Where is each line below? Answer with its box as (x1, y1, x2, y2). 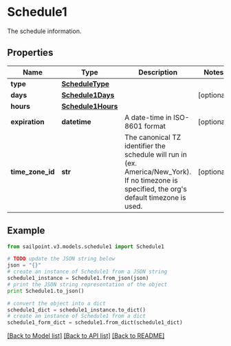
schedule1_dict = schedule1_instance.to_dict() (7, 306, 146, 314)
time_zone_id (10, 167, 55, 176)
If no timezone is (124, 175, 178, 185)
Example (7, 225, 45, 236)
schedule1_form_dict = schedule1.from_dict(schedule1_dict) (7, 319, 184, 326)
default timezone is (124, 192, 186, 202)
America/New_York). (124, 167, 192, 176)
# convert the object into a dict (7, 300, 107, 307)
